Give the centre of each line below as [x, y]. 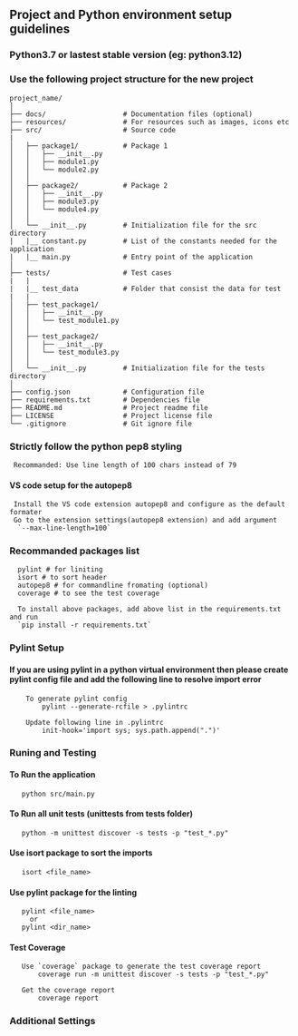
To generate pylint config [77, 699]
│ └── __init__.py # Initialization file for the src [133, 225]
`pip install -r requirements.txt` [85, 625]
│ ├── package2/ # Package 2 [89, 185]
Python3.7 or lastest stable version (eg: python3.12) [126, 55]
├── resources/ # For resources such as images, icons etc [149, 122]
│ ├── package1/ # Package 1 [89, 146]
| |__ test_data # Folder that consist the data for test [145, 288]
